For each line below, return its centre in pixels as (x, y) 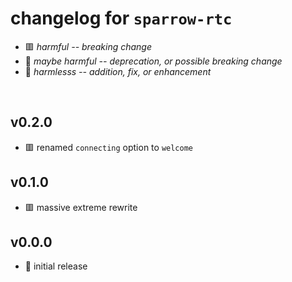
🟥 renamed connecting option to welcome (108, 147)
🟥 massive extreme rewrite (81, 207)
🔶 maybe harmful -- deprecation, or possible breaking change (153, 61)
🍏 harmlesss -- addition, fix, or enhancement (118, 71)
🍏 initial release (56, 266)
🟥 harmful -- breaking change (88, 46)
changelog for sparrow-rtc (121, 18)
